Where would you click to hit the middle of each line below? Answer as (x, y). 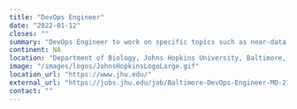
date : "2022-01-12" (45, 25)
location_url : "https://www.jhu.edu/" (80, 75)
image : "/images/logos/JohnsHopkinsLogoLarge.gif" (104, 67)
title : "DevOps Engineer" (57, 17)
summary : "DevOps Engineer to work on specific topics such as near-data (148, 42)
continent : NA (35, 50)
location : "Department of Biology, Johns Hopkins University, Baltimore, (148, 58)
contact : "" (31, 91)
